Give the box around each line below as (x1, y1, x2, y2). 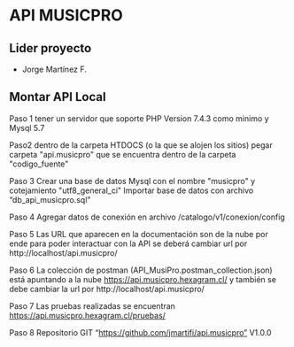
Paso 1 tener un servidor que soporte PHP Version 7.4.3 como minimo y (9, 112, 269, 124)
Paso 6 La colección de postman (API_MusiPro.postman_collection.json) (9, 265, 273, 275)
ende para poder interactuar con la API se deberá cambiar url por (9, 238, 248, 249)
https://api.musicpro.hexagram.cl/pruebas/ (9, 310, 166, 320)
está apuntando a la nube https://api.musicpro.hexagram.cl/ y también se (9, 274, 277, 284)
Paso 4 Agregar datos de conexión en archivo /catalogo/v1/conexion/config (9, 212, 285, 222)
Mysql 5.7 (9, 122, 45, 133)
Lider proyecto (9, 41, 92, 56)
